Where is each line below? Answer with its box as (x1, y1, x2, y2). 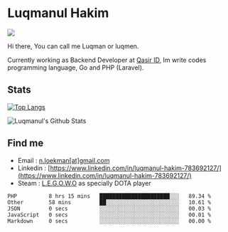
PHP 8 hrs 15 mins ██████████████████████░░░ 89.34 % (7, 192, 212, 200)
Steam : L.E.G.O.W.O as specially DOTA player (17, 179, 151, 187)
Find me (7, 137, 44, 149)
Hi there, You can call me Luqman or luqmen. (7, 41, 139, 51)
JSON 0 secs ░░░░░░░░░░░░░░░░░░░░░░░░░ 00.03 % (7, 205, 212, 212)
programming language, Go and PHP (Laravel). (7, 63, 144, 72)
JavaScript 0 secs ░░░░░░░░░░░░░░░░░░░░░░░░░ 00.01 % (7, 211, 212, 218)
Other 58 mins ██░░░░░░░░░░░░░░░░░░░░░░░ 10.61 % (7, 199, 212, 206)
